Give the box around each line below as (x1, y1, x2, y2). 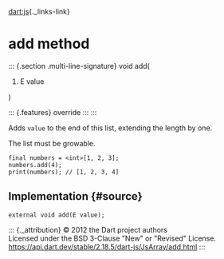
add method (8, 35, 90, 53)
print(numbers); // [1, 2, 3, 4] (8, 168, 120, 176)
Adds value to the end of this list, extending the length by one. (8, 123, 213, 133)
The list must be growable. (8, 138, 96, 148)
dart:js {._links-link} (8, 7, 70, 16)
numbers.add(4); (8, 161, 62, 169)
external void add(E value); (8, 211, 105, 219)
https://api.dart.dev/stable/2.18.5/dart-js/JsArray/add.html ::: (8, 241, 206, 251)
